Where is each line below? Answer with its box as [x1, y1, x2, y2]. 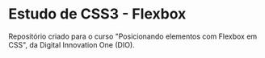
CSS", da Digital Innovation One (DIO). [8, 39, 135, 49]
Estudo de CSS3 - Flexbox [8, 5, 187, 23]
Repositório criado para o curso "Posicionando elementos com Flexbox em [8, 31, 258, 41]
